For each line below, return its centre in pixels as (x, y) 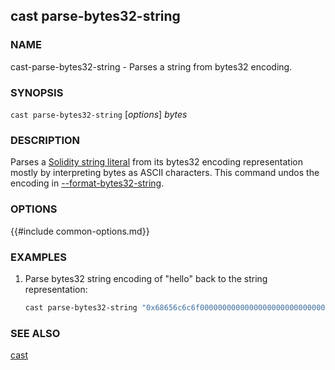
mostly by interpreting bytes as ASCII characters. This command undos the (165, 173)
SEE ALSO (35, 333)
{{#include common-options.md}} (80, 231)
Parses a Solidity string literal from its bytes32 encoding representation (156, 162)
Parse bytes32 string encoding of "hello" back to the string (146, 278)
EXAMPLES (38, 257)
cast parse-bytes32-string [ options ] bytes (99, 114)
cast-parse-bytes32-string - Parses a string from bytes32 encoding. (151, 66)
